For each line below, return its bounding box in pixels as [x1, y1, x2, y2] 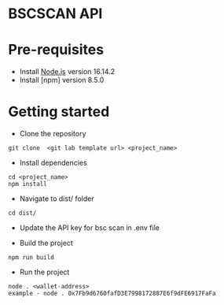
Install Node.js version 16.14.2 [19, 67, 116, 76]
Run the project [19, 267, 70, 277]
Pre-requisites [8, 41, 105, 59]
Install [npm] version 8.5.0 [19, 76, 105, 85]
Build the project [19, 238, 73, 248]
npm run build [8, 254, 55, 262]
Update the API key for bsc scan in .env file [19, 223, 160, 232]
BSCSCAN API [8, 5, 103, 23]
